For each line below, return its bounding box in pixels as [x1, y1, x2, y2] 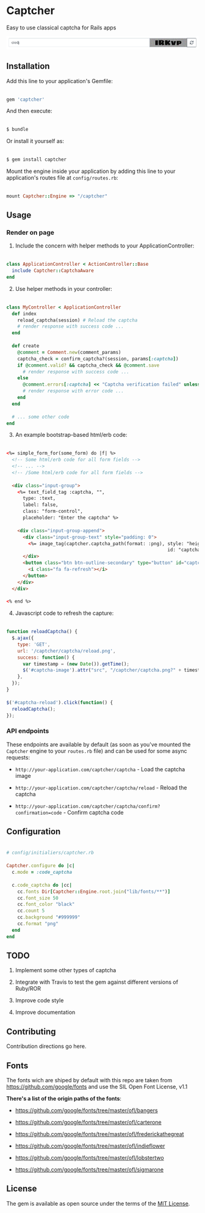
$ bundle [6, 126, 29, 133]
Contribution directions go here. [6, 1043, 87, 1050]
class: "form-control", [22, 508, 84, 515]
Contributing [6, 1026, 56, 1036]
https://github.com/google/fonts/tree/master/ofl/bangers [15, 1107, 158, 1114]
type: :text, [22, 496, 56, 502]
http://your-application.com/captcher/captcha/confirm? [15, 803, 160, 810]
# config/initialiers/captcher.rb [6, 850, 95, 856]
